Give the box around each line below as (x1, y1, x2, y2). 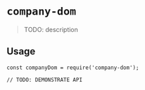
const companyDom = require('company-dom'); (6, 64, 139, 71)
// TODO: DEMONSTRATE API (6, 76, 82, 83)
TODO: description (23, 25, 79, 33)
